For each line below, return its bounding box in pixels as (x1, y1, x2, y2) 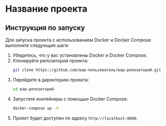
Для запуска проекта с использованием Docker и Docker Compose (5, 37, 151, 43)
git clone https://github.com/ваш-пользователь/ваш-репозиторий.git (12, 67, 161, 72)
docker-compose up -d (12, 106, 59, 111)
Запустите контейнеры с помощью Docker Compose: (12, 95, 128, 102)
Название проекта (5, 3, 88, 15)
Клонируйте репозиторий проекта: (12, 58, 89, 64)
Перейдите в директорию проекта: (12, 77, 89, 83)
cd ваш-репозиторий (12, 86, 54, 92)
